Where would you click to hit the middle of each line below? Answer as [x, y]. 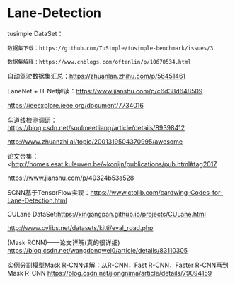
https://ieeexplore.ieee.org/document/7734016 [75, 105]
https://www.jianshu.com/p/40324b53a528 [71, 178]
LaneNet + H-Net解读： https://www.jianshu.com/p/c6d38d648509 [105, 91]
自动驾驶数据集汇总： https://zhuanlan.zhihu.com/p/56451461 [97, 76]
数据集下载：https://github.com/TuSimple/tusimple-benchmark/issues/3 [110, 48]
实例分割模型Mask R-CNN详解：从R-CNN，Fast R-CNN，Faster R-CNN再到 [118, 265]
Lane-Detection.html [37, 200]
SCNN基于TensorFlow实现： [49, 192]
